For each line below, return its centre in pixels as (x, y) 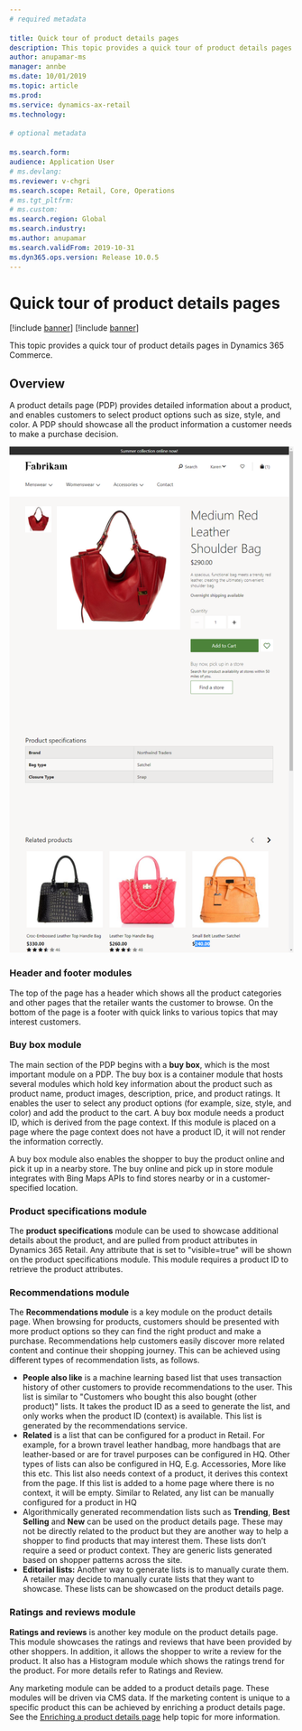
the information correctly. (56, 1141)
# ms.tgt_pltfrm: (42, 200)
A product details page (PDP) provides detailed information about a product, (151, 406)
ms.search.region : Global (58, 220)
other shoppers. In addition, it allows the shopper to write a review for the (146, 1651)
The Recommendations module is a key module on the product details (141, 1312)
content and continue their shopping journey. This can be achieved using (145, 1351)
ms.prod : (26, 95)
